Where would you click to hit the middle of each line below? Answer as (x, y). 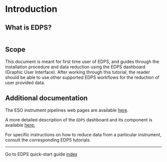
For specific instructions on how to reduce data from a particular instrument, (83, 134)
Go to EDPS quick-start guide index (42, 154)
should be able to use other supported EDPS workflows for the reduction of (82, 77)
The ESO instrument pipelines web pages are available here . (67, 110)
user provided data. (25, 82)
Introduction (31, 9)
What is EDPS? (29, 27)
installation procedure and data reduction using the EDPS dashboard (75, 67)
